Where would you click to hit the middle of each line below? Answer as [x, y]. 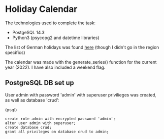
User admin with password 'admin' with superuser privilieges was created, [81, 94]
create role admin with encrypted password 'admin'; [60, 119]
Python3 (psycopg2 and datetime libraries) [56, 38]
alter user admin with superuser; [41, 123]
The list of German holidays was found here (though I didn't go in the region [82, 47]
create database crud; [28, 127]
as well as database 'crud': [32, 100]
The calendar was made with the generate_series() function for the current [81, 62]
